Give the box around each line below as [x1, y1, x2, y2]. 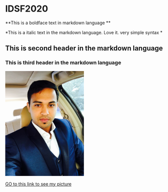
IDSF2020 [5, 3, 48, 15]
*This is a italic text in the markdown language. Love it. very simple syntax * [5, 29, 162, 35]
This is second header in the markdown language [5, 44, 163, 53]
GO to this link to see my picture [5, 181, 72, 187]
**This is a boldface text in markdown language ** [5, 20, 111, 26]
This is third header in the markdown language [5, 59, 122, 66]
